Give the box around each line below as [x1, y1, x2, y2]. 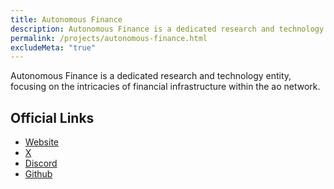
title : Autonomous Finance [10, 14, 123, 25]
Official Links [10, 109, 95, 126]
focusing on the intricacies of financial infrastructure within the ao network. [10, 81, 321, 93]
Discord [24, 157, 58, 170]
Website [24, 136, 60, 148]
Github [24, 168, 53, 180]
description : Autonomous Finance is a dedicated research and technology [10, 24, 325, 34]
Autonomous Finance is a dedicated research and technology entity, [10, 70, 292, 82]
